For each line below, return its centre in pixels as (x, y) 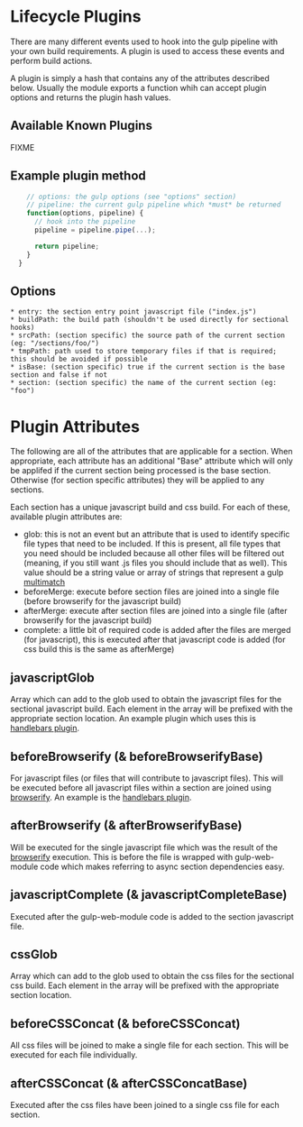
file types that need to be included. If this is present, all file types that (152, 544)
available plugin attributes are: (66, 517)
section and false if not (59, 375)
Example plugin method (78, 176)
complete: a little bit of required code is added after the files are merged (157, 630)
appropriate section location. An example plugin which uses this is (133, 719)
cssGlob (34, 954)
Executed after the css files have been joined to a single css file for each (145, 1105)
